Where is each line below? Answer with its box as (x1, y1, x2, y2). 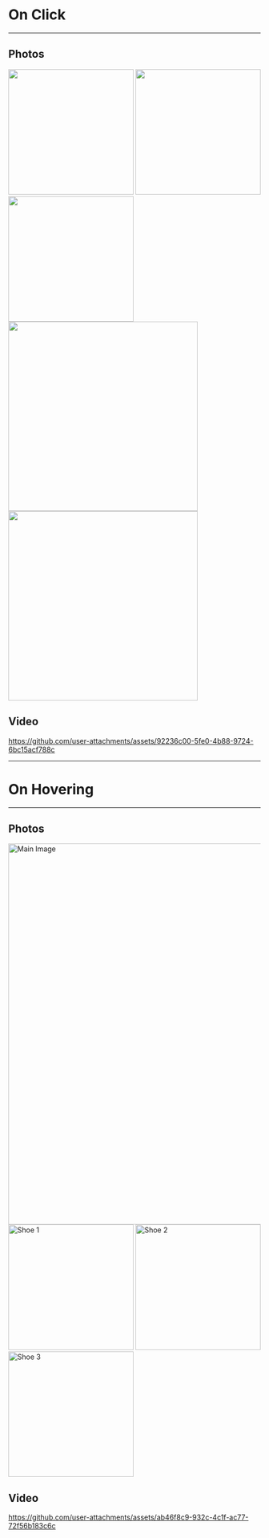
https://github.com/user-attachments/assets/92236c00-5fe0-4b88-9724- (8, 736, 254, 745)
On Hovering (8, 780, 94, 798)
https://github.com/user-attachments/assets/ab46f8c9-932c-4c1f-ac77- (8, 1512, 249, 1522)
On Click (8, 6, 66, 24)
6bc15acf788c (8, 745, 55, 754)
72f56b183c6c (8, 1521, 56, 1531)
